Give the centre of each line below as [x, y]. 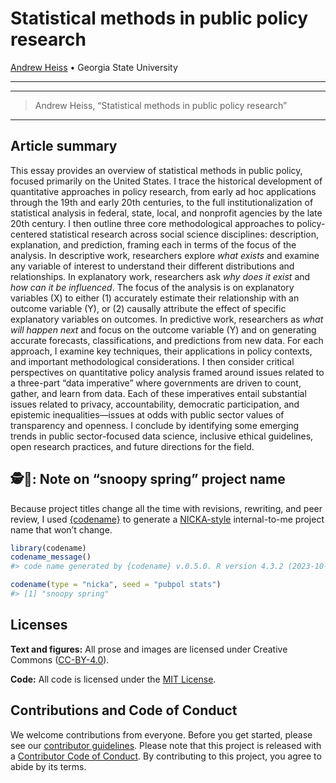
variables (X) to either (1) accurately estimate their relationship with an [155, 298]
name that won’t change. [61, 529]
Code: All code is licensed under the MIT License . [113, 679]
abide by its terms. [48, 766]
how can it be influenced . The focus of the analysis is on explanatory [152, 287]
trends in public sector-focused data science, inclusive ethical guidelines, [162, 436]
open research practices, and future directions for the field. [132, 446]
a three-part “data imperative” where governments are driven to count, [156, 383]
